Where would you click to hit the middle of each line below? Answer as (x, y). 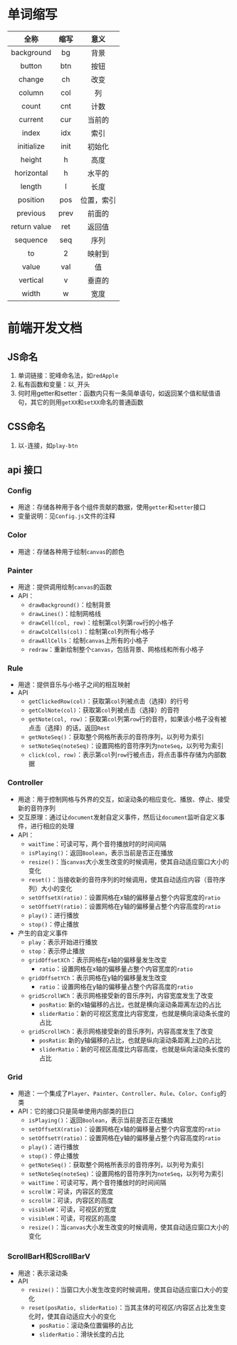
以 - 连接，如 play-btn (48, 445)
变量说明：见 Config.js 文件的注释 (67, 516)
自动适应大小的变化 (88, 1316)
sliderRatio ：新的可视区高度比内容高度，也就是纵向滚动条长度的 (135, 1049)
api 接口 (25, 470)
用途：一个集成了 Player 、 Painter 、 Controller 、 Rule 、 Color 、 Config (119, 1093)
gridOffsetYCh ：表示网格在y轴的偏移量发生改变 (98, 977)
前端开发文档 (45, 328)
